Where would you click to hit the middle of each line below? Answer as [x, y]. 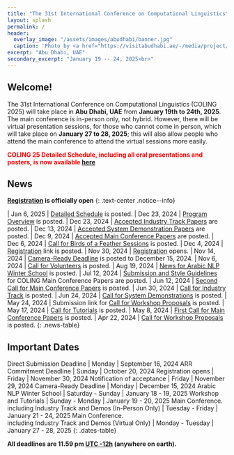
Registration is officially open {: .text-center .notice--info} [91, 201]
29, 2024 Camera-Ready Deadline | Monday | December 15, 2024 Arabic [112, 386]
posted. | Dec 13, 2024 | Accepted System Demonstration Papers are [106, 229]
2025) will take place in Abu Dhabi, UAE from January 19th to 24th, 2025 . [114, 111]
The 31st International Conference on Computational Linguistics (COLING [112, 104]
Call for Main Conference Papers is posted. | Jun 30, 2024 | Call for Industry [117, 288]
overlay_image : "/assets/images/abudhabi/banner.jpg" [93, 40]
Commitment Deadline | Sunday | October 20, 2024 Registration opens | [111, 371]
